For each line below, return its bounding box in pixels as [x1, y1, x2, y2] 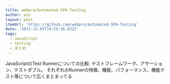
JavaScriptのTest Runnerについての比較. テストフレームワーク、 [5, 60, 141, 67]
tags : [5, 31, 17, 36]
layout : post [5, 17, 33, 22]
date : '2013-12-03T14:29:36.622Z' [5, 27, 79, 32]
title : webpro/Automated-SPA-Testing [5, 7, 86, 13]
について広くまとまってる [18, 73, 73, 79]
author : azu [5, 12, 31, 17]
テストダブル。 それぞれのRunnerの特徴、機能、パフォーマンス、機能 [14, 67, 161, 73]
